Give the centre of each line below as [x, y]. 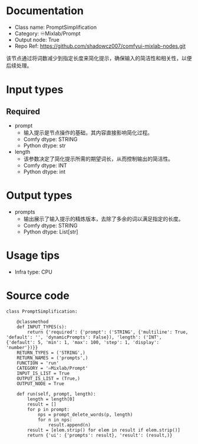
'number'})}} [22, 347]
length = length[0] [51, 399]
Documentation [45, 11]
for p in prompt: [48, 409]
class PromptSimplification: [42, 311]
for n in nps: [55, 420]
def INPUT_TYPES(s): [42, 327]
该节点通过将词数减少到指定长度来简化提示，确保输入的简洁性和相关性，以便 [99, 58]
